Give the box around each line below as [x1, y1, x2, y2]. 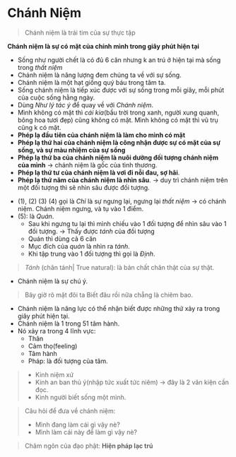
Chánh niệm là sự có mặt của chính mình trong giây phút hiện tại [7, 42, 200, 50]
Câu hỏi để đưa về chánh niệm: [24, 406, 116, 415]
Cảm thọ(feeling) [28, 341, 78, 350]
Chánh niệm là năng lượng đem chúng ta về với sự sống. [17, 71, 182, 79]
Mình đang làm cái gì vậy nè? [35, 420, 120, 429]
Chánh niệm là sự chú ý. [17, 277, 88, 285]
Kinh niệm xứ [35, 370, 74, 379]
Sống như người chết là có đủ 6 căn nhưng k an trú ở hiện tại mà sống [17, 55, 221, 64]
